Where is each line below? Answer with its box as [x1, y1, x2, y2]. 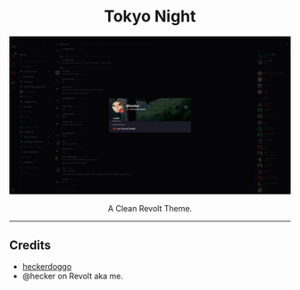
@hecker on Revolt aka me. [21, 270, 123, 282]
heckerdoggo [21, 261, 72, 272]
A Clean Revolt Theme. [107, 203, 193, 214]
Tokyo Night [104, 6, 196, 27]
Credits [9, 237, 52, 253]
